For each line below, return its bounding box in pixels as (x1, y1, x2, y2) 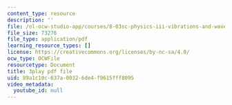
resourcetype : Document (7, 61, 76, 68)
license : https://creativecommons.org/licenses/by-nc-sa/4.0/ (7, 49, 190, 56)
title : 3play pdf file (7, 68, 72, 75)
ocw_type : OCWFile (7, 55, 60, 62)
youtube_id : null (13, 87, 64, 94)
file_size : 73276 (7, 29, 57, 37)
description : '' (7, 17, 54, 23)
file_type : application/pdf (7, 36, 88, 43)
